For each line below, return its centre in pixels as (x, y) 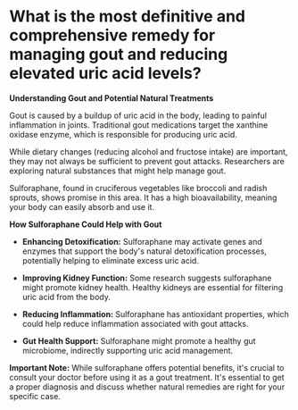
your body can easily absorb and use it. (82, 206)
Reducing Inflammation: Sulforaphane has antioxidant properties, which (156, 314)
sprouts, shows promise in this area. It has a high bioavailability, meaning (143, 197)
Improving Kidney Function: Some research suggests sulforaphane (147, 278)
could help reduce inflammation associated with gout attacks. (135, 323)
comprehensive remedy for (112, 35)
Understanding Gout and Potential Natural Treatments (112, 98)
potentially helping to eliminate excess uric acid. (110, 260)
